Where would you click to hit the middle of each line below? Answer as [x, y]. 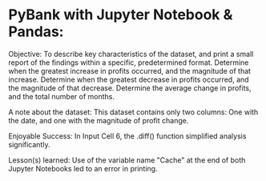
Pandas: [36, 32]
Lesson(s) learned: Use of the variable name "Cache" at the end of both [127, 160]
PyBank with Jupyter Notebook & [121, 15]
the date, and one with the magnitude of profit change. [99, 120]
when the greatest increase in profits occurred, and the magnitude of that [129, 70]
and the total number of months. [61, 96]
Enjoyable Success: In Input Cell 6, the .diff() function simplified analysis [127, 136]
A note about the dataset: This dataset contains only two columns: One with [133, 112]
